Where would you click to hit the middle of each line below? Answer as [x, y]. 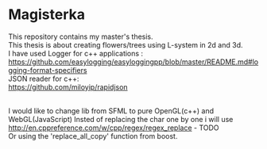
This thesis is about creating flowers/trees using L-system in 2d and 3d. [126, 44]
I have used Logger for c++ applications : [76, 53]
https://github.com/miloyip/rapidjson [68, 87]
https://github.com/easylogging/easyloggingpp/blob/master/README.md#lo [133, 62]
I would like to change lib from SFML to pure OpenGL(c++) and [111, 111]
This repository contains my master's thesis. [81, 36]
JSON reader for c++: [44, 78]
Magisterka [47, 15]
